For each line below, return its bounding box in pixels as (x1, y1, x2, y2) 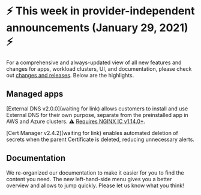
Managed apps (6, 89, 64, 99)
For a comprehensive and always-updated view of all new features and (6, 59, 182, 66)
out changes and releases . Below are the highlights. (6, 71, 134, 79)
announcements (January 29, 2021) (6, 21, 188, 35)
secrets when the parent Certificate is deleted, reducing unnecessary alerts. (6, 136, 195, 143)
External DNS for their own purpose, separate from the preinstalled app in (6, 111, 189, 118)
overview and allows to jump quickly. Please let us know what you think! (6, 182, 184, 189)
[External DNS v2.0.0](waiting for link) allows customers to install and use (6, 105, 188, 112)
